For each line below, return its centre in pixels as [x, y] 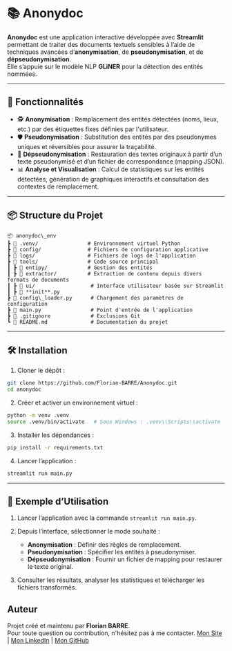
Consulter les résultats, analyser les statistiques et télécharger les [111, 580]
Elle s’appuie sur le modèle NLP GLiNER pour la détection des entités [105, 66]
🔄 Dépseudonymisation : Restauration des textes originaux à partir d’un [119, 154]
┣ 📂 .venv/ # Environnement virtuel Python [94, 243]
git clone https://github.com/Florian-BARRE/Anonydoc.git [92, 383]
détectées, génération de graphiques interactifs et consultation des [113, 179]
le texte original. [50, 567]
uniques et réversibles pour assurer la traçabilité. [87, 146]
